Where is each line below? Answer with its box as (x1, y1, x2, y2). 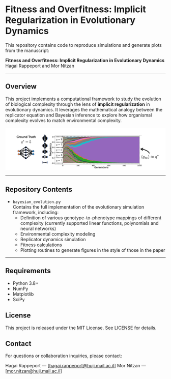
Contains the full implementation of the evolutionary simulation (12, 204, 144, 210)
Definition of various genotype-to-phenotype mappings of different (20, 215, 162, 221)
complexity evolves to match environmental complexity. (5, 117, 122, 123)
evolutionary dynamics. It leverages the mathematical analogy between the (5, 106, 163, 112)
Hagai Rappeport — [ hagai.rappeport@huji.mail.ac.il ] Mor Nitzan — (5, 363, 146, 369)
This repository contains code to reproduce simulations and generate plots (5, 42, 162, 48)
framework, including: (12, 210, 59, 216)
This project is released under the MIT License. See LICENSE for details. (5, 325, 157, 331)
